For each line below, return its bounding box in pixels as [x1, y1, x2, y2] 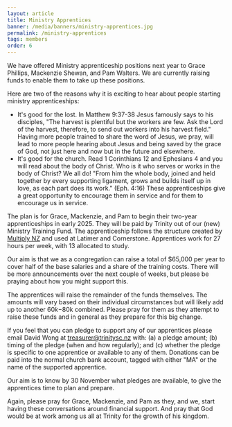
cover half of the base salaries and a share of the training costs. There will [7, 263, 220, 270]
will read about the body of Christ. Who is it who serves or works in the [17, 162, 220, 170]
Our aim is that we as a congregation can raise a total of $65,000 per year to [7, 255, 226, 263]
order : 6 [7, 42, 33, 49]
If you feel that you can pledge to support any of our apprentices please [7, 326, 213, 334]
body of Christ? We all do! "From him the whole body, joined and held [17, 169, 216, 177]
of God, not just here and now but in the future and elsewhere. [17, 147, 195, 155]
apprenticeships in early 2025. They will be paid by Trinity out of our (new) [7, 220, 220, 227]
